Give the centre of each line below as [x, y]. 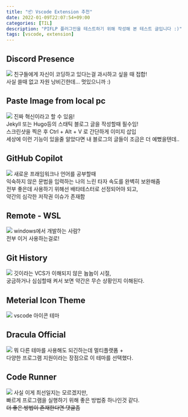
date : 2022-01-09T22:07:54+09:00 [48, 18]
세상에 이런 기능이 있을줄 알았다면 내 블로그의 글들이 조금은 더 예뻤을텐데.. [93, 139]
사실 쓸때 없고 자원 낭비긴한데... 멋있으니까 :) [58, 82]
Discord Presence [40, 59]
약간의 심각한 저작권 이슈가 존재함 [46, 196]
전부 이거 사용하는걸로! [33, 239]
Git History [27, 258]
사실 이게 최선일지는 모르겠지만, [51, 392]
